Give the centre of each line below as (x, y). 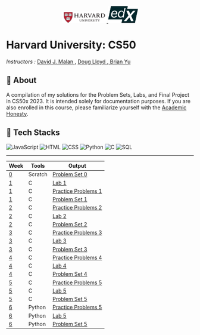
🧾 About (21, 80)
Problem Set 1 (70, 199)
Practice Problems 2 (77, 208)
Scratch (38, 174)
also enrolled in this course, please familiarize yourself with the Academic (96, 107)
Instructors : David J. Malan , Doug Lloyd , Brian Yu (68, 62)
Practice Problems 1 (77, 191)
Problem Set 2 (70, 224)
